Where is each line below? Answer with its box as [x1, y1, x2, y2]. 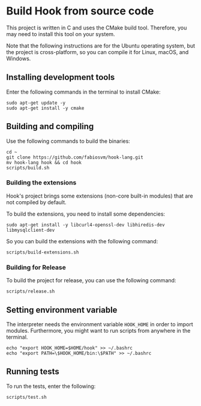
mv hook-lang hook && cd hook [6, 159, 82, 166]
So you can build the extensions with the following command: [6, 237, 158, 244]
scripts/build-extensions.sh [6, 249, 79, 255]
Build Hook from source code [6, 4, 154, 18]
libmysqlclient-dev [6, 227, 55, 233]
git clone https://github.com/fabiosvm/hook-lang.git [6, 154, 144, 160]
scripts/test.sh [6, 394, 47, 400]
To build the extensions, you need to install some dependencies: [6, 210, 166, 217]
